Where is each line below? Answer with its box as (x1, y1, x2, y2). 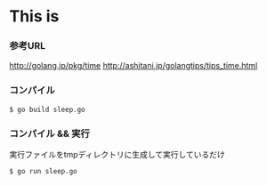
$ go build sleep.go (9, 105, 86, 114)
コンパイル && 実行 (9, 127, 91, 140)
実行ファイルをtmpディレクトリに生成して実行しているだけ (9, 149, 225, 160)
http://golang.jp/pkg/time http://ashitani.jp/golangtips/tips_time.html (9, 60, 258, 71)
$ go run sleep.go (9, 167, 77, 176)
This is (9, 6, 60, 27)
